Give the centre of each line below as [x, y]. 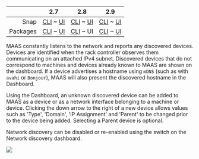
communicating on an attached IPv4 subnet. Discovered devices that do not [99, 58]
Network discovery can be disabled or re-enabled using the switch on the [96, 132]
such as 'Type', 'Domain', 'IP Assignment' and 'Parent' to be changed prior [97, 114]
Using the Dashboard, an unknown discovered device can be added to [92, 95]
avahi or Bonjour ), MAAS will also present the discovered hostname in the [96, 77]
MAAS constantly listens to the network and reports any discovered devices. [100, 46]
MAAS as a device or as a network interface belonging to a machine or [93, 101]
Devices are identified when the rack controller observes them [83, 52]
